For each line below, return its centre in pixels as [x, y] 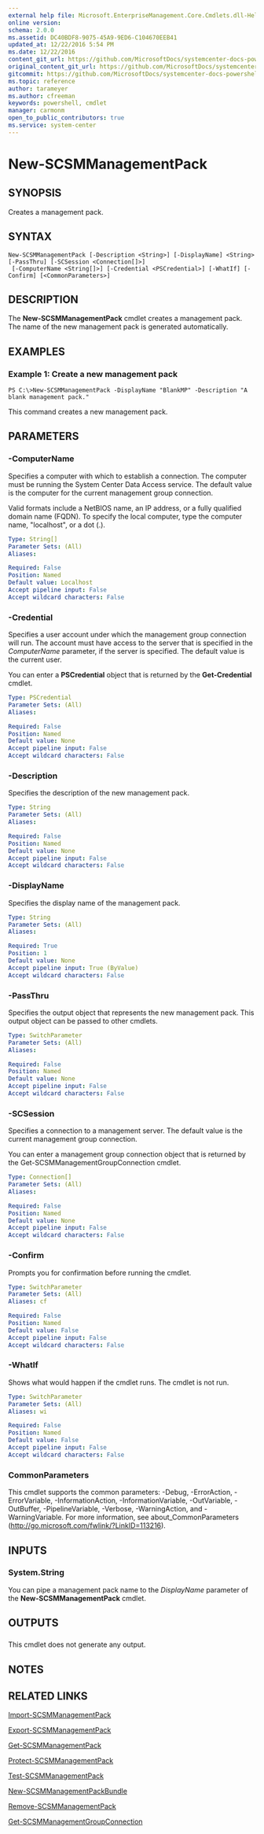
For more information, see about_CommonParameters [152, 1517]
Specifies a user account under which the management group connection [127, 635]
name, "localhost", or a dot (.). [57, 525]
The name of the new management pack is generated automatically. [118, 327]
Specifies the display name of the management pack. [94, 902]
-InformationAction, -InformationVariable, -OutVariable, [144, 1500]
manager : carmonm [37, 111]
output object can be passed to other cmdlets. [83, 1020]
